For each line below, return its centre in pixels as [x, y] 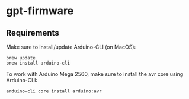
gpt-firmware [40, 11]
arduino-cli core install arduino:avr [54, 91]
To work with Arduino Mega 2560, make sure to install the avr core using [95, 74]
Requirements [33, 33]
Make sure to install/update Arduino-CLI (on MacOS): [71, 47]
